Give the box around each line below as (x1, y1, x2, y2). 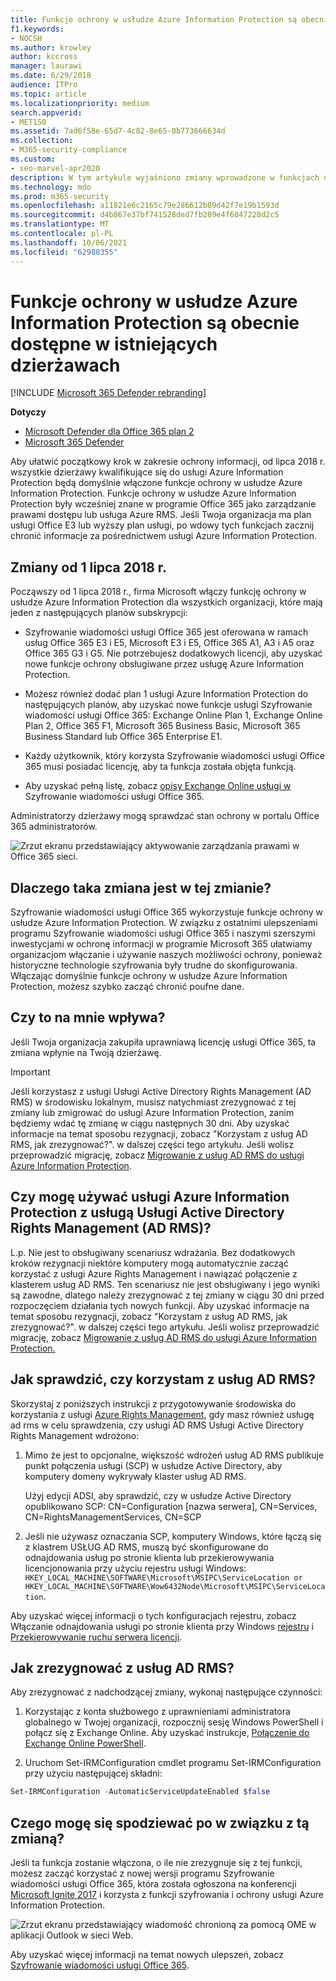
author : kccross (10, 52, 78, 62)
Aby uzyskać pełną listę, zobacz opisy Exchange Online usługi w (24, 780, 292, 792)
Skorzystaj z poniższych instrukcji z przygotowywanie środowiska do (10, 1397, 297, 1410)
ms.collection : (10, 136, 74, 146)
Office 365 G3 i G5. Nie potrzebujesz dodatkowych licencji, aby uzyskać (24, 647, 323, 660)
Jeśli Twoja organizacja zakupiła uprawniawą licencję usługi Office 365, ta (10, 1036, 317, 1048)
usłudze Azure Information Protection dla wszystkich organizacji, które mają (10, 596, 323, 608)
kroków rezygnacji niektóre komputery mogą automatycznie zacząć (10, 1257, 289, 1269)
